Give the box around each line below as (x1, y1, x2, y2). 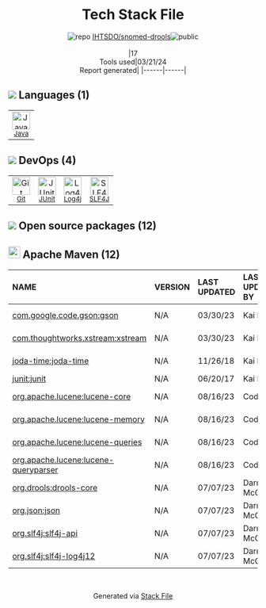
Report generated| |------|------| (79, 65, 187, 75)
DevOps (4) (18, 154, 77, 167)
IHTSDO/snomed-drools (92, 32, 172, 41)
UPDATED (197, 286, 236, 297)
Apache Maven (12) (22, 248, 120, 262)
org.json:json (12, 505, 61, 516)
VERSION (154, 281, 191, 293)
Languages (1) (18, 89, 90, 102)
